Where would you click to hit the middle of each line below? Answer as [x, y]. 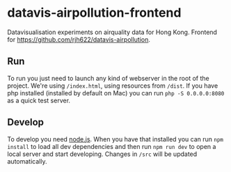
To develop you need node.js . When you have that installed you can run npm [115, 139]
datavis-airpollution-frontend [94, 13]
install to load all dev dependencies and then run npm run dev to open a [112, 146]
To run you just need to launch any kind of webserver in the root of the [109, 78]
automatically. [27, 161]
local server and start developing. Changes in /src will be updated [102, 154]
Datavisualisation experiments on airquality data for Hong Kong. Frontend [112, 32]
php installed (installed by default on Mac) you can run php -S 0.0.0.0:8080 [116, 93]
